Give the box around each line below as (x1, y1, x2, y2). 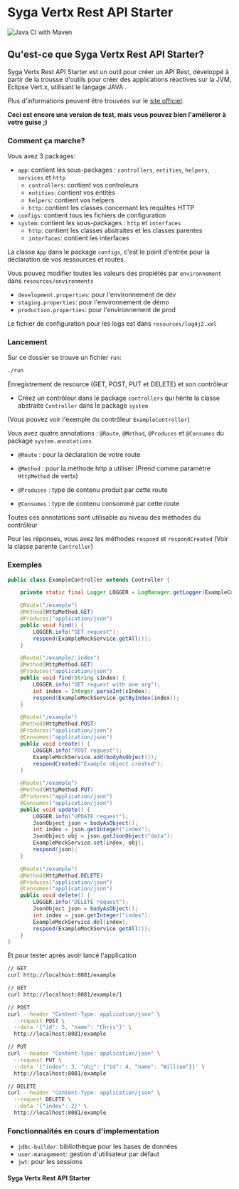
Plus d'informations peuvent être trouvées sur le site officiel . (7, 96, 184, 105)
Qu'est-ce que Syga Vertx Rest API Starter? (7, 48, 204, 61)
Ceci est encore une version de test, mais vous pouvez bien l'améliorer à (7, 110, 226, 118)
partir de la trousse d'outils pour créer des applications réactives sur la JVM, (7, 75, 232, 83)
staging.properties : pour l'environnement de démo (17, 298, 169, 307)
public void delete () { (20, 892, 91, 899)
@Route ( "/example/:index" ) (20, 654, 100, 662)
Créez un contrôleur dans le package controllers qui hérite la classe (17, 393, 221, 403)
